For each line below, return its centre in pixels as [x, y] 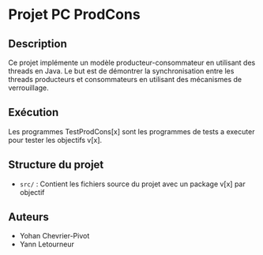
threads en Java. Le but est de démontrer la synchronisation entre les [121, 71]
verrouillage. [28, 88]
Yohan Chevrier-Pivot [54, 236]
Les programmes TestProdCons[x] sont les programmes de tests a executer [131, 131]
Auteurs [29, 217]
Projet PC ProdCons [74, 15]
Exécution [34, 112]
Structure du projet [56, 165]
